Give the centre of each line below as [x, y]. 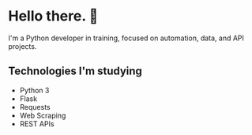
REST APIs [37, 124]
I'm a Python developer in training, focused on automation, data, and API [126, 38]
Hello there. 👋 [53, 16]
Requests [35, 107]
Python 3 [34, 90]
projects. [23, 46]
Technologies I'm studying [75, 71]
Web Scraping [43, 115]
